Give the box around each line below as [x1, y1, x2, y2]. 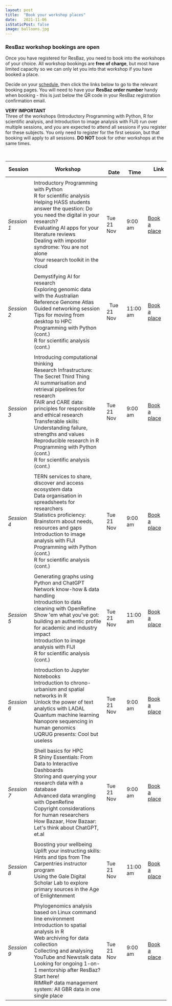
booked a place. [5, 71, 39, 77]
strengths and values [34, 431, 84, 438]
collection [34, 941, 58, 948]
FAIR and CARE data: [34, 398, 83, 406]
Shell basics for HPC [34, 747, 83, 754]
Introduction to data [34, 598, 81, 606]
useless [34, 737, 53, 744]
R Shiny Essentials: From [34, 754, 93, 761]
